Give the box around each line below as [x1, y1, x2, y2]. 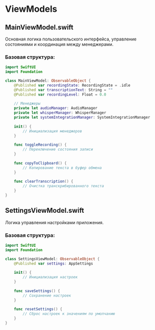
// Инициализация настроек [23, 275, 78, 280]
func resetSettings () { [14, 307, 63, 312]
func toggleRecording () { [14, 142, 67, 147]
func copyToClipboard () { [14, 161, 67, 165]
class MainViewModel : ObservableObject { [5, 78, 91, 83]
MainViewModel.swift [5, 23, 74, 32]
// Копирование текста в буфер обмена [23, 165, 102, 170]
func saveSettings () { [14, 288, 60, 294]
